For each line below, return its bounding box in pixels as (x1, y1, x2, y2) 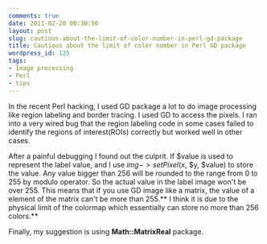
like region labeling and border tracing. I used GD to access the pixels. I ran (8, 110, 257, 119)
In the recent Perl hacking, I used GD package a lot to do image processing (8, 101, 257, 111)
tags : (8, 57, 27, 65)
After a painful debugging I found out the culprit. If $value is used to (8, 151, 233, 161)
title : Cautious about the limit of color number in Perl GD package (8, 42, 247, 50)
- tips (8, 79, 31, 87)
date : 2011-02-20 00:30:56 (8, 19, 99, 27)
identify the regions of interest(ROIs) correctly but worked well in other (8, 126, 243, 137)
